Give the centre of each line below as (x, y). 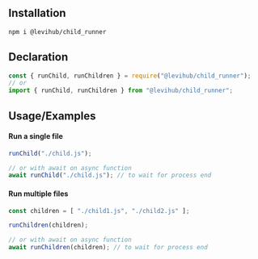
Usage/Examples (52, 116)
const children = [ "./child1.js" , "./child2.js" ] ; (99, 211)
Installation (37, 13)
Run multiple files (38, 194)
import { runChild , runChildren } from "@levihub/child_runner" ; (121, 91)
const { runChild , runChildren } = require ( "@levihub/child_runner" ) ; (130, 76)
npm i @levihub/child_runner (57, 31)
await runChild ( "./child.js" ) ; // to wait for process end (110, 175)
